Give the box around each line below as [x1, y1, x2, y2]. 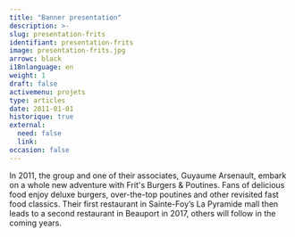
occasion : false [9, 145, 70, 154]
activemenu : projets [9, 87, 87, 96]
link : [17, 137, 38, 146]
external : [9, 121, 46, 130]
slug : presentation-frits [9, 29, 105, 38]
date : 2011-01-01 [9, 104, 74, 113]
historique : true [9, 112, 74, 121]
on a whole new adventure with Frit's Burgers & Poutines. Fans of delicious [9, 179, 285, 190]
